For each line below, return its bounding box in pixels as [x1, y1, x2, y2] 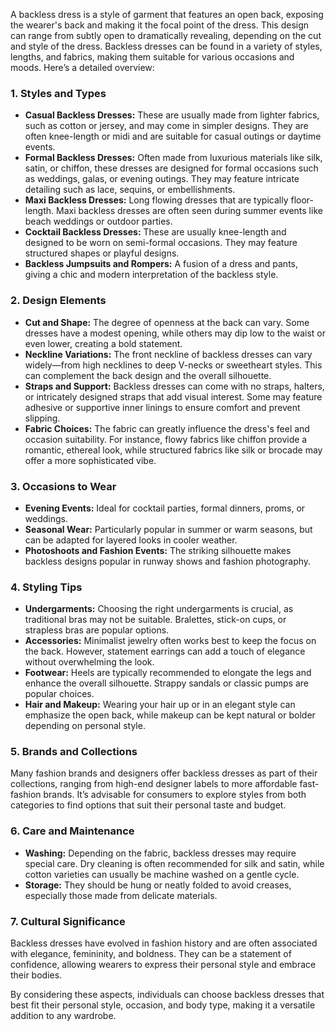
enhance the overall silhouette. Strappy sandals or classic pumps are [24, 677, 309, 689]
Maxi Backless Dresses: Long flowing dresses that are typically [24, 194, 289, 206]
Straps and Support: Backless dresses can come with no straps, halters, [24, 380, 325, 392]
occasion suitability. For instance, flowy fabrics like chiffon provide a [24, 433, 308, 445]
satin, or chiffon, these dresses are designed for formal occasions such [24, 162, 319, 174]
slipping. [24, 412, 61, 424]
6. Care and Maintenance [10, 824, 135, 838]
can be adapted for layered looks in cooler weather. [24, 534, 238, 546]
